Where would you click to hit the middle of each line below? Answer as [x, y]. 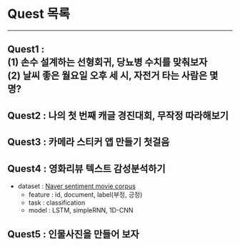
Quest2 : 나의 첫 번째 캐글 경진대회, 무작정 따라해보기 [118, 115]
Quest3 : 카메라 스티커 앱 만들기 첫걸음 [89, 142]
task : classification [57, 203]
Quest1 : [26, 50]
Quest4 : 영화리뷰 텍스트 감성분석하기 [86, 169]
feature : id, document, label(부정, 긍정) [85, 194]
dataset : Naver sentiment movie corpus [76, 186]
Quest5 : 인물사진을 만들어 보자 [73, 234]
